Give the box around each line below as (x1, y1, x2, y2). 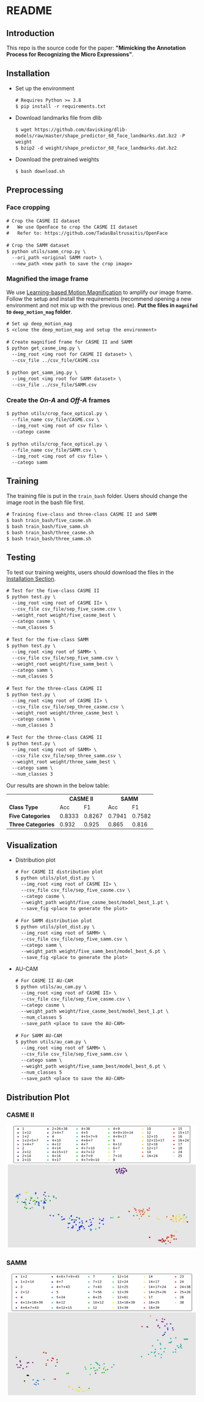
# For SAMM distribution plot (15, 918, 93, 924)
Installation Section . (6, 575, 56, 582)
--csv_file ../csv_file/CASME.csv (12, 357, 100, 364)
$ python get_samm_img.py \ (6, 369, 78, 376)
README (6, 4, 53, 18)
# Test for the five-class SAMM (6, 636, 89, 642)
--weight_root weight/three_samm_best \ (12, 758, 116, 765)
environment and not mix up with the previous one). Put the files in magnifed (6, 301, 199, 309)
